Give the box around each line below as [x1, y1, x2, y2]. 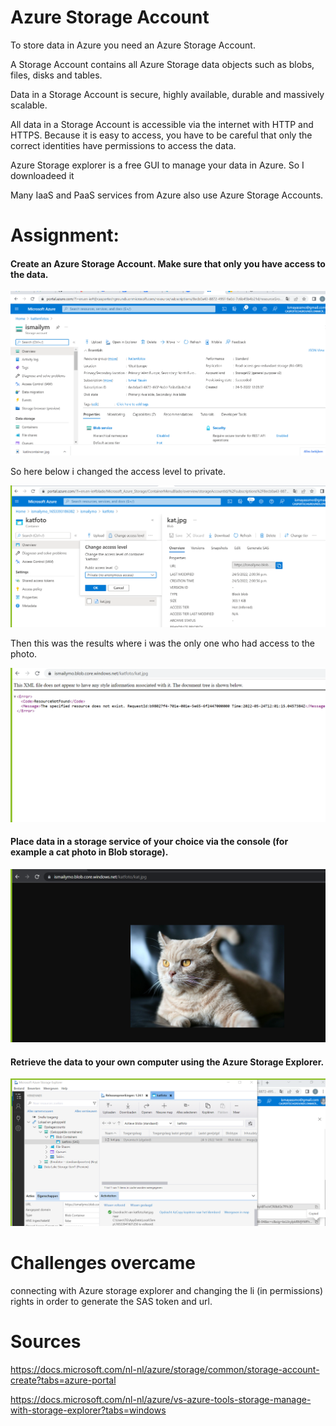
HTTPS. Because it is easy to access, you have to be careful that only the [10, 129, 313, 141]
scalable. [10, 99, 48, 111]
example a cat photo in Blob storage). [10, 846, 169, 858]
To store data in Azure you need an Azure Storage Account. [10, 39, 256, 51]
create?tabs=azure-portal [10, 1374, 117, 1386]
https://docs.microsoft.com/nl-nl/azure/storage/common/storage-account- [10, 1364, 320, 1375]
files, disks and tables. [10, 69, 103, 81]
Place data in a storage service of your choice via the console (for [10, 836, 289, 848]
